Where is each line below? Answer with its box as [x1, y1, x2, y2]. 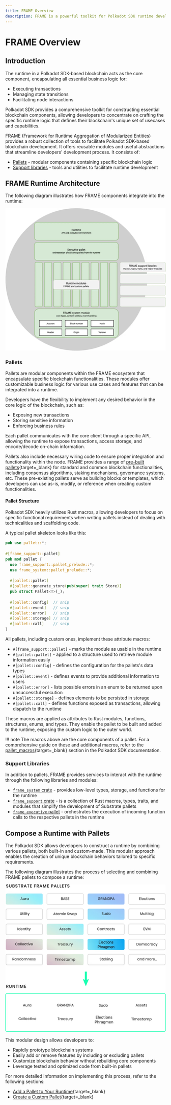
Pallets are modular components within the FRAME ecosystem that [5, 370, 145, 377]
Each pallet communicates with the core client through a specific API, [5, 433, 151, 439]
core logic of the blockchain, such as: [5, 402, 84, 408]
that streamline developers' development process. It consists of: [5, 149, 140, 155]
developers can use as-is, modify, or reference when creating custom [5, 481, 152, 487]
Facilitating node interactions [12, 96, 74, 102]
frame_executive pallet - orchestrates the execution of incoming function [12, 809, 165, 815]
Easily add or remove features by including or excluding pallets [12, 1052, 145, 1058]
